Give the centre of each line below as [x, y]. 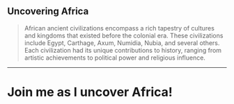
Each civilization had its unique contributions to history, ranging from [123, 50]
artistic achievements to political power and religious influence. [115, 58]
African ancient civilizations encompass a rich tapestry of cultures [119, 28]
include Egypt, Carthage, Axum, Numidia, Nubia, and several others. [122, 43]
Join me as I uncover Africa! [90, 92]
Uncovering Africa [48, 11]
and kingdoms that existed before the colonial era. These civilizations [124, 35]
